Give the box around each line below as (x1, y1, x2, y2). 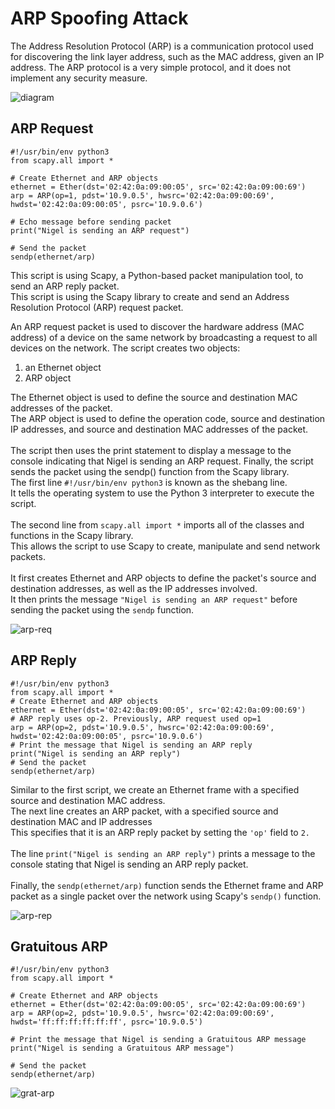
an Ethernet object (24, 361, 102, 373)
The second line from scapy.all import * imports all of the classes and (10, 518, 305, 531)
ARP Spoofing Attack (10, 7, 189, 30)
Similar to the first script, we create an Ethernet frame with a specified (10, 783, 300, 796)
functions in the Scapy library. (10, 529, 134, 541)
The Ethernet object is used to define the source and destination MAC (10, 391, 298, 403)
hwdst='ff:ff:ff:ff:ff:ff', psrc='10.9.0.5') (10, 1017, 203, 1027)
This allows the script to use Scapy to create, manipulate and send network (10, 540, 321, 552)
